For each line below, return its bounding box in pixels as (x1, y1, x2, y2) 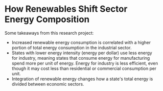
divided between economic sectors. (11, 81, 84, 87)
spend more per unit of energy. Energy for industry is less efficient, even (11, 60, 158, 66)
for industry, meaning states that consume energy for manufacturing (11, 55, 150, 61)
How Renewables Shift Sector (4, 3, 128, 15)
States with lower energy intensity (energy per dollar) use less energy (11, 50, 152, 56)
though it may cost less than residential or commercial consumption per (11, 65, 157, 71)
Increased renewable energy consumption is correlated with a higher (11, 39, 151, 45)
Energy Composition (4, 14, 90, 25)
